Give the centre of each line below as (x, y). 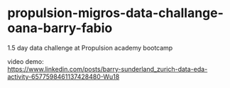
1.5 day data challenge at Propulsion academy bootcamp (90, 48)
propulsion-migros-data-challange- (115, 13)
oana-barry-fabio (60, 28)
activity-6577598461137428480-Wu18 (64, 77)
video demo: (26, 61)
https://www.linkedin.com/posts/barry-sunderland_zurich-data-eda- (108, 69)
